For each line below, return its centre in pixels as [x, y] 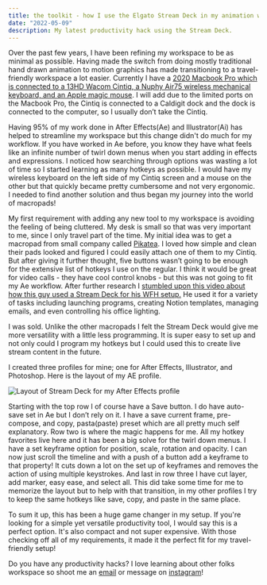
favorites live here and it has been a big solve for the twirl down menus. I [127, 441]
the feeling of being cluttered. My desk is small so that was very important [130, 227]
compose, [25, 423]
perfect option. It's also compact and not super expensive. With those [122, 532]
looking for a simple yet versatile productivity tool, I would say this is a [123, 523]
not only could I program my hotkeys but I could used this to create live [124, 344]
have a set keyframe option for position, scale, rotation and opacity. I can [128, 448]
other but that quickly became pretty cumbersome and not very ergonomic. [132, 187]
